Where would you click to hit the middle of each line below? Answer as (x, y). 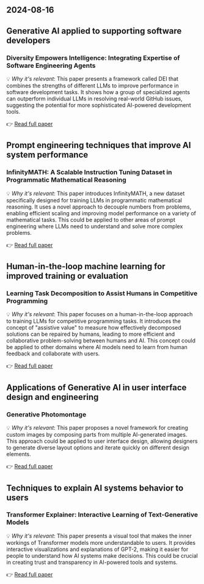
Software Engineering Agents (51, 65)
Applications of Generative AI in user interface (97, 387)
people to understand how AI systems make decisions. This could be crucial (102, 555)
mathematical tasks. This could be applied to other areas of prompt (91, 220)
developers (28, 40)
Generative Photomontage (46, 414)
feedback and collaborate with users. (53, 353)
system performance (47, 155)
